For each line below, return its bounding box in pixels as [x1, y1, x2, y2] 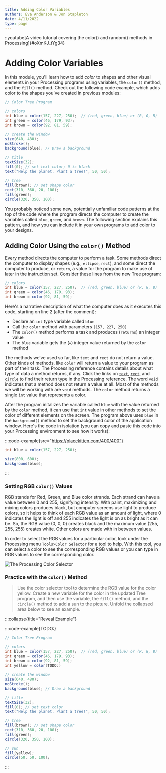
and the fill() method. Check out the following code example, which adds [5, 85, 160, 91]
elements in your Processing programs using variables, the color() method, [5, 79, 161, 85]
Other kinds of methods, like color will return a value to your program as [5, 360, 154, 366]
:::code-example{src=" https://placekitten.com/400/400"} [5, 438, 124, 444]
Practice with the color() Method [5, 573, 87, 580]
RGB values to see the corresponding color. [5, 551, 95, 557]
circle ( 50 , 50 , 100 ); [5, 755, 50, 760]
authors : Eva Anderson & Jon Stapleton [5, 12, 88, 17]
